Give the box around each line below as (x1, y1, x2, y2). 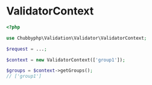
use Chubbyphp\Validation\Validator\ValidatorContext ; (6, 35, 147, 41)
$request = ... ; (6, 46, 47, 52)
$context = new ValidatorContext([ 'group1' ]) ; (6, 57, 125, 63)
